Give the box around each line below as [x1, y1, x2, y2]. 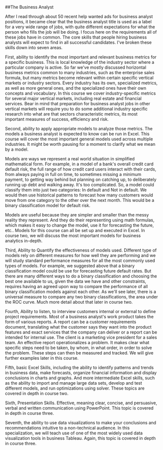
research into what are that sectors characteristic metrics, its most [5, 111, 138, 117]
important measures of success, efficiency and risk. [5, 117, 109, 122]
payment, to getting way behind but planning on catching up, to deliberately [5, 176, 157, 182]
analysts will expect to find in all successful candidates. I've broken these [5, 39, 152, 45]
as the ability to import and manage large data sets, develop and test [5, 380, 142, 386]
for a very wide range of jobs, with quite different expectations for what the [5, 24, 155, 30]
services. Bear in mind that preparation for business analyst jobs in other [5, 101, 150, 106]
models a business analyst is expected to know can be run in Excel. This [5, 131, 149, 137]
